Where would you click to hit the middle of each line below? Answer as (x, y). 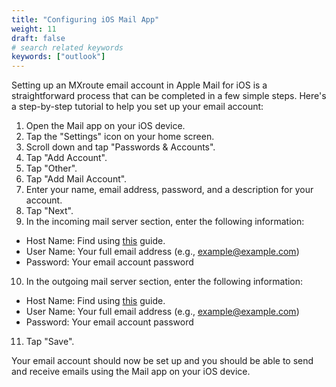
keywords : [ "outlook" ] (58, 57)
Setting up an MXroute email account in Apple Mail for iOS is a (139, 85)
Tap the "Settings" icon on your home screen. (120, 137)
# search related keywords (67, 47)
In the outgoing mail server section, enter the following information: (164, 282)
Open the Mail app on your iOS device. (105, 126)
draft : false (38, 38)
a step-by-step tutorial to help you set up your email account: (137, 107)
